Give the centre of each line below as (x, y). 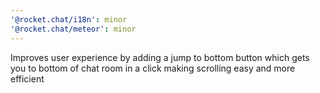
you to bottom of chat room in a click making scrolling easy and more (153, 68)
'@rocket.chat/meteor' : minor (73, 29)
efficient (27, 78)
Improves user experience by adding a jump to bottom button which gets (160, 57)
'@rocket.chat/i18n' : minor (69, 19)
